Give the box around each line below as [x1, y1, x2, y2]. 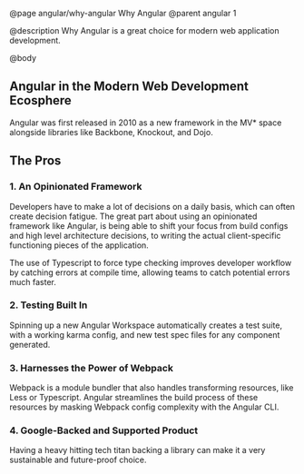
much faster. [9, 276, 57, 287]
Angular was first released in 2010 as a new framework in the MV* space [9, 117, 282, 128]
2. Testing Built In [9, 299, 88, 311]
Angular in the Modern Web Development [9, 79, 250, 94]
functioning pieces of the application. [9, 240, 150, 251]
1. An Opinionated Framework [9, 181, 142, 193]
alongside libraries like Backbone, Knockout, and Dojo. [9, 126, 213, 137]
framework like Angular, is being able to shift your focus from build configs [9, 220, 289, 231]
